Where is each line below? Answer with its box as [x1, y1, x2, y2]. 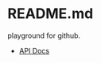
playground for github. [7, 31, 81, 40]
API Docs [18, 46, 49, 55]
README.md [7, 5, 94, 23]
